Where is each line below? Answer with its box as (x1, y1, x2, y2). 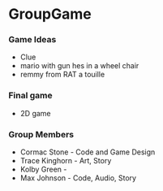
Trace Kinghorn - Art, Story (19, 156, 112, 166)
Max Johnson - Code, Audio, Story (19, 173, 136, 183)
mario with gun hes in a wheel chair (19, 61, 139, 71)
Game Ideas (8, 34, 57, 46)
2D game (19, 108, 51, 118)
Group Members (8, 128, 75, 140)
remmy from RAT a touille (19, 70, 105, 80)
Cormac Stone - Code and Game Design (19, 147, 156, 157)
